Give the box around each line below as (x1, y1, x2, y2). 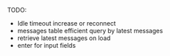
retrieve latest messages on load (17, 34, 111, 42)
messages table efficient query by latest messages (17, 27, 163, 35)
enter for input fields (17, 41, 76, 49)
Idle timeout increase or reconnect (17, 19, 117, 27)
